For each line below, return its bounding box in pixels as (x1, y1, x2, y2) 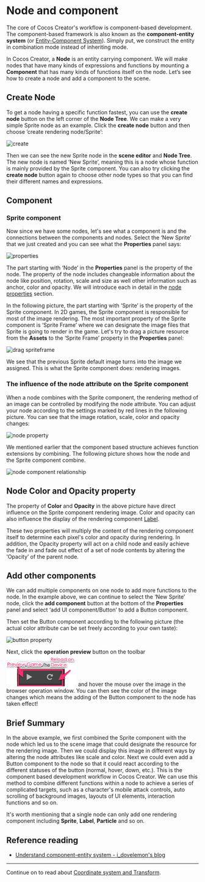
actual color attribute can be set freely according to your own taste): (6, 624, 178, 632)
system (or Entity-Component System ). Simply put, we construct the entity (6, 37, 195, 44)
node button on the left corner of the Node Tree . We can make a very (6, 115, 181, 122)
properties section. (6, 290, 54, 297)
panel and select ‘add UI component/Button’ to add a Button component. (6, 606, 189, 614)
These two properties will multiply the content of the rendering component (6, 527, 194, 534)
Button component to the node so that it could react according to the (6, 760, 179, 767)
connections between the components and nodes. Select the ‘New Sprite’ (6, 234, 192, 241)
